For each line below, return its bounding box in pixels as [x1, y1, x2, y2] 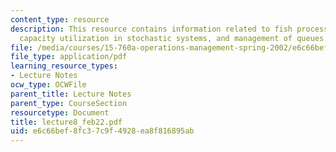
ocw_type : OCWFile [10, 80, 87, 90]
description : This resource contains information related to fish [10, 24, 293, 34]
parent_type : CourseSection [10, 98, 128, 108]
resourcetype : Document [10, 107, 110, 118]
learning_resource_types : [10, 61, 118, 71]
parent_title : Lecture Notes [10, 89, 132, 99]
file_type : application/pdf [10, 52, 128, 62]
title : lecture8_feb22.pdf [10, 117, 123, 127]
